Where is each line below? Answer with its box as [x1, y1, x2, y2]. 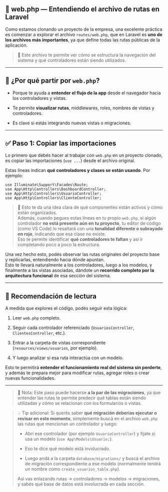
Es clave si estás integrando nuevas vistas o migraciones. [12, 120, 131, 126]
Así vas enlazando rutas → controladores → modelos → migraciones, [17, 476, 160, 482]
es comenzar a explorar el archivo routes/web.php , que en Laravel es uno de [5, 31, 162, 38]
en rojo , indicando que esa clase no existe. [17, 231, 106, 237]
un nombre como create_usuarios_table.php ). [24, 466, 120, 472]
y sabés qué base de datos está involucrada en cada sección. [17, 481, 145, 487]
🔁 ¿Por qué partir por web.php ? [5, 76, 100, 85]
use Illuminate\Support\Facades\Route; [5, 183, 88, 188]
